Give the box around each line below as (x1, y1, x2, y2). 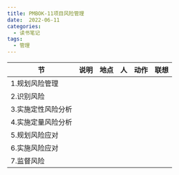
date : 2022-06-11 (7, 17, 60, 23)
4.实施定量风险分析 (10, 118, 72, 127)
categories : (7, 23, 41, 30)
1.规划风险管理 (10, 79, 59, 88)
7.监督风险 (10, 156, 45, 165)
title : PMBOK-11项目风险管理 (7, 10, 85, 17)
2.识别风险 (10, 92, 45, 101)
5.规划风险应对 (10, 130, 59, 140)
